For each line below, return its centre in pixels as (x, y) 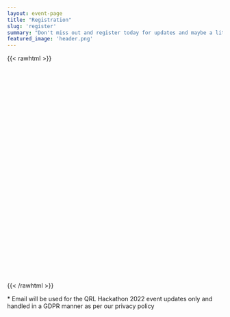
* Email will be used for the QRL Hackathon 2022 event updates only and (110, 299)
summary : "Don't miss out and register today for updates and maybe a (110, 33)
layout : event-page (35, 13)
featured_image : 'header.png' (50, 39)
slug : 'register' (32, 26)
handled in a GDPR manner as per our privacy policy (81, 306)
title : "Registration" (39, 20)
